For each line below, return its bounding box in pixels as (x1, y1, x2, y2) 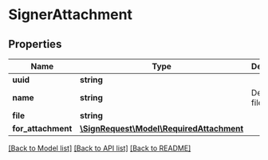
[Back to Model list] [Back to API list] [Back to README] (8, 143, 191, 153)
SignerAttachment (8, 6, 133, 24)
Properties (8, 37, 62, 51)
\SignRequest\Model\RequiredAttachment (79, 123, 244, 134)
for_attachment (12, 123, 73, 134)
